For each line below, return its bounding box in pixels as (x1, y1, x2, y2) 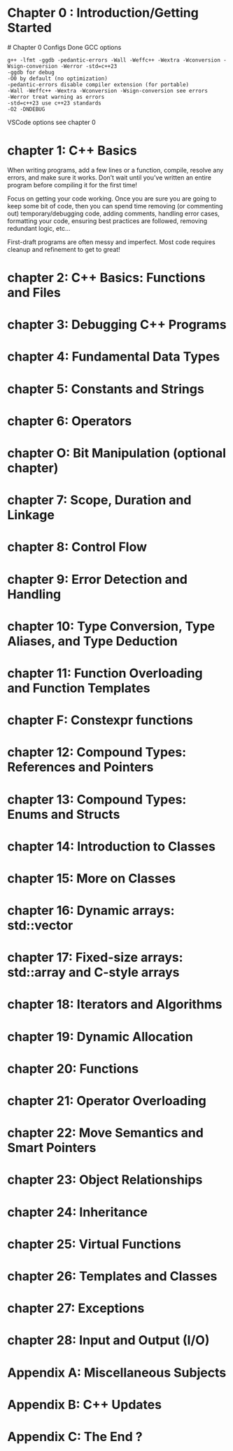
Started (7, 20, 52, 36)
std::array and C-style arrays (7, 965, 180, 980)
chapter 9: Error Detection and (7, 571, 188, 587)
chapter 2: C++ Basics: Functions (7, 270, 206, 286)
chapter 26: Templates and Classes (7, 1268, 218, 1284)
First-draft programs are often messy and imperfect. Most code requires (7, 237, 216, 246)
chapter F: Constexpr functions (7, 712, 194, 728)
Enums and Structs (7, 806, 120, 822)
